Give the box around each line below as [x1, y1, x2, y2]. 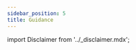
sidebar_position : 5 [7, 10, 67, 17]
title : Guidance [7, 16, 54, 23]
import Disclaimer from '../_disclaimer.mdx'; [7, 35, 130, 43]
